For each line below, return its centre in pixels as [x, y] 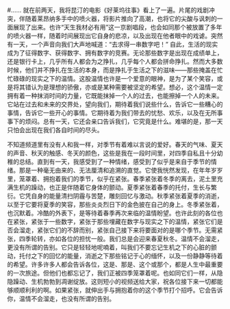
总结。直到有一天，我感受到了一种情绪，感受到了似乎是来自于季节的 [115, 162]
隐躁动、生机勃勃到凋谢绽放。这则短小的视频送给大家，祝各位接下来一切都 [112, 282]
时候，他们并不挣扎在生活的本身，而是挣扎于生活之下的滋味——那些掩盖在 [112, 70]
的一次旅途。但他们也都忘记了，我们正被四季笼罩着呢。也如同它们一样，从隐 [115, 273]
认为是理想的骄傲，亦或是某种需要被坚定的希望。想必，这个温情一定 [127, 87]
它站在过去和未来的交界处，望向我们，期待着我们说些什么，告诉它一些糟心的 [115, 104]
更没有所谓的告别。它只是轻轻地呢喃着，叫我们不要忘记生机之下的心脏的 [109, 247]
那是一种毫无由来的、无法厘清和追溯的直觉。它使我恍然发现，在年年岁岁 [121, 170]
